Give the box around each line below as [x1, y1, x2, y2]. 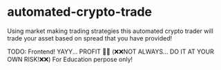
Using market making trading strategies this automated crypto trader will [7, 27, 214, 35]
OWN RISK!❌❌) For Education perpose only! [7, 55, 133, 63]
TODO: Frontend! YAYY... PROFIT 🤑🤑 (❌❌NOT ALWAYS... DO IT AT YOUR [7, 47, 214, 56]
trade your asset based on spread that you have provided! [7, 34, 173, 42]
